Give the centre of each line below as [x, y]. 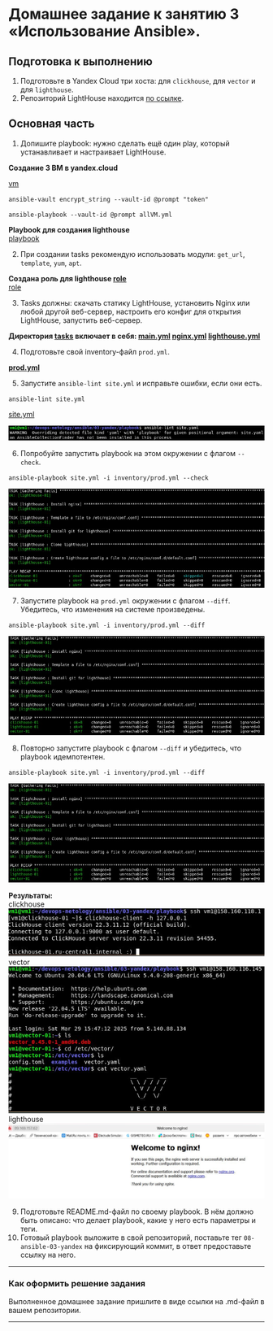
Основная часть [52, 124]
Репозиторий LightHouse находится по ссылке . [102, 98]
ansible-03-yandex [51, 1247]
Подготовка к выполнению [80, 61]
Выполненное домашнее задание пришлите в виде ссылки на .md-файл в [136, 1301]
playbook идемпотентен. [63, 756]
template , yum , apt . [51, 263]
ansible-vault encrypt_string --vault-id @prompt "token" [108, 199]
